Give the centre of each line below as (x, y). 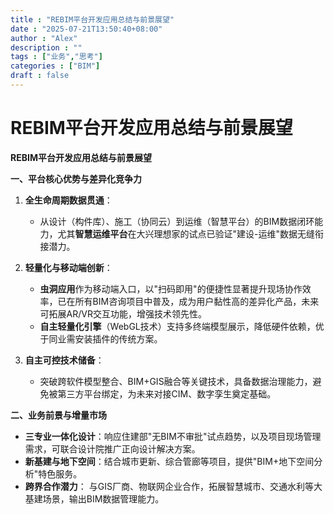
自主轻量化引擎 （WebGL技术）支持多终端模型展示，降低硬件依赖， (177, 326)
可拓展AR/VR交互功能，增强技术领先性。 (123, 313)
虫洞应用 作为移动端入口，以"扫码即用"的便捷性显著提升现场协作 (171, 288)
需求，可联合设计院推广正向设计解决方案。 (112, 448)
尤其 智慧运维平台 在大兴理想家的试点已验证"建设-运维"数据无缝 (186, 233)
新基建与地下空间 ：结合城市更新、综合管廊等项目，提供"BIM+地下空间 (169, 461)
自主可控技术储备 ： (64, 360)
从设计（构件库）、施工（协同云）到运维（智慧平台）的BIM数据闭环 (177, 221)
